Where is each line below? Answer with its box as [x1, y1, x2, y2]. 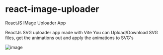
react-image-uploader [5, 3, 99, 15]
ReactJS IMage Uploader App [5, 20, 66, 26]
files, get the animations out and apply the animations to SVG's [5, 35, 134, 41]
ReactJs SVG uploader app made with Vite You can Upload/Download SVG [5, 29, 158, 35]
